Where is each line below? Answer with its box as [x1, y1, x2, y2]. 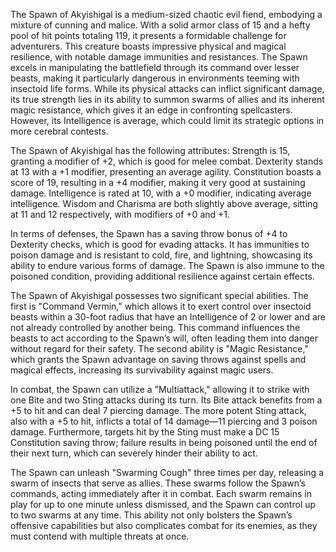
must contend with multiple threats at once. [10, 530, 190, 542]
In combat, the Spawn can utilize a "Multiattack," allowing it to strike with [10, 384, 310, 395]
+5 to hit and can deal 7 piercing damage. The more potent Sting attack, [10, 405, 307, 416]
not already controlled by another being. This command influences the [10, 322, 301, 333]
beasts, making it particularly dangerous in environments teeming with [10, 72, 300, 84]
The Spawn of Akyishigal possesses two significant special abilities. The [10, 290, 309, 301]
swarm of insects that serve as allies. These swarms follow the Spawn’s [10, 477, 306, 489]
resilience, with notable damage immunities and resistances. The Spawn [10, 51, 308, 63]
